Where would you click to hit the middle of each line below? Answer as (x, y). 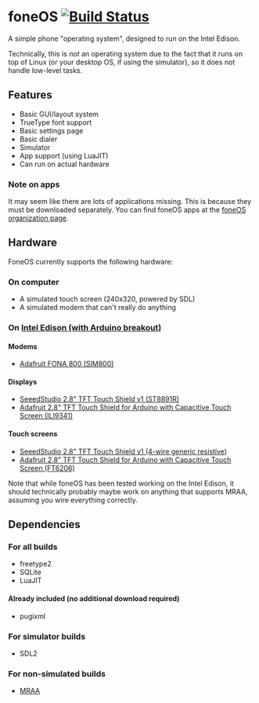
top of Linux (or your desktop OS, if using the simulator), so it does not (122, 62)
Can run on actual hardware (64, 164)
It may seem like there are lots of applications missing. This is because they (130, 202)
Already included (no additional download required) (94, 598)
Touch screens (33, 434)
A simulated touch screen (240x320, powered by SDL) (107, 299)
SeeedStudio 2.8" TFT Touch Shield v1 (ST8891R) (99, 399)
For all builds (33, 547)
